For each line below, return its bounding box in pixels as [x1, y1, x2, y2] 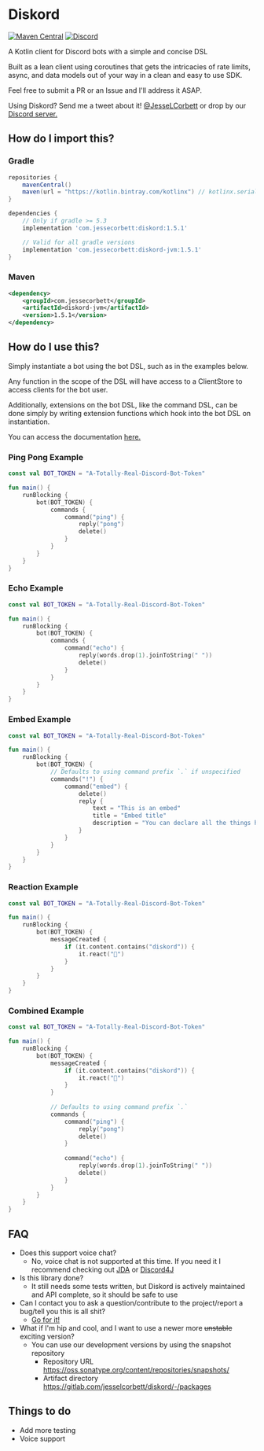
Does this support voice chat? [19, 1248, 116, 1258]
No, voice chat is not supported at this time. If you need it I [31, 1257, 222, 1266]
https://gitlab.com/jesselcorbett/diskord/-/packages [42, 1382, 212, 1391]
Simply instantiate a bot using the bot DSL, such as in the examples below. [8, 361, 249, 370]
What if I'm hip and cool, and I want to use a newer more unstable [19, 1324, 233, 1333]
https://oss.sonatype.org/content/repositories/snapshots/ [42, 1365, 229, 1375]
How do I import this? [8, 132, 115, 145]
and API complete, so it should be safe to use [31, 1290, 178, 1299]
